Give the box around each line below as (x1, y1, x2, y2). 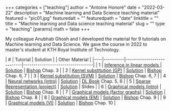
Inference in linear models (104, 62, 159, 68)
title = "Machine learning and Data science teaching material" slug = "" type (5, 20, 165, 26)
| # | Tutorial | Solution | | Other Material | (5, 57, 92, 63)
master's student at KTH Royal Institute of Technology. (5, 47, 120, 52)
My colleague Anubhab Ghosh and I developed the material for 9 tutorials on (5, 36, 166, 42)
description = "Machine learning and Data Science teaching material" (14, 10, 160, 16)
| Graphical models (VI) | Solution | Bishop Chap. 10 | (5, 100, 116, 106)
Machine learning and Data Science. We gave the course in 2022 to (5, 41, 148, 47)
